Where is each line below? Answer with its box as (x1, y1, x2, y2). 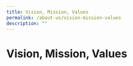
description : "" (6, 20, 48, 26)
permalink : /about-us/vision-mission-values (6, 15, 121, 21)
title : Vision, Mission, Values (6, 9, 88, 15)
